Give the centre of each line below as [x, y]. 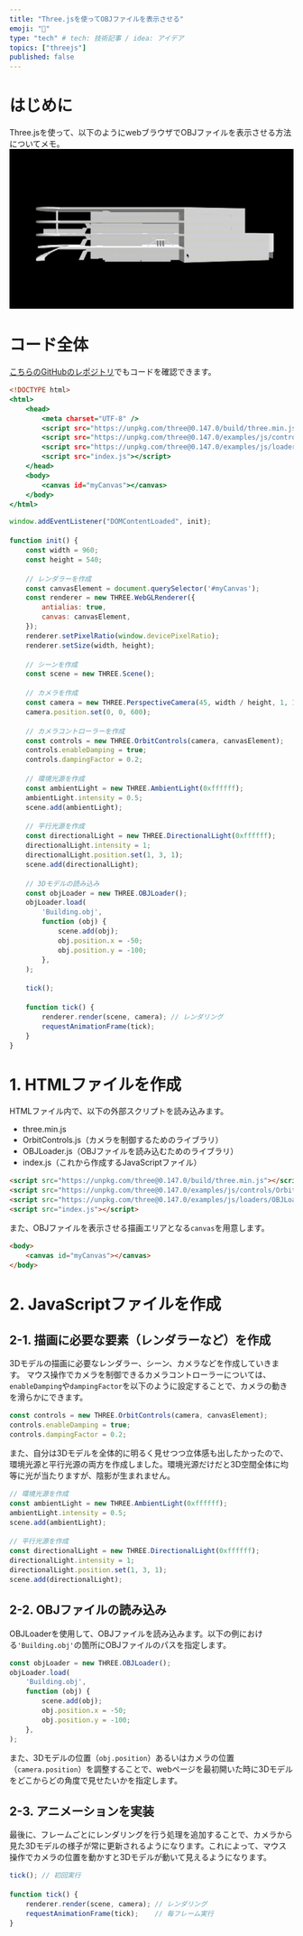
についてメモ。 [37, 144]
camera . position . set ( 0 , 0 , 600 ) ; [88, 712]
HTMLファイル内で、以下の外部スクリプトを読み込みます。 [119, 1112]
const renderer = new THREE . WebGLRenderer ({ [110, 598]
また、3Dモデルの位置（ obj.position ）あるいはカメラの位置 [122, 1757]
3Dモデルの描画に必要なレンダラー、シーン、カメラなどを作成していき [141, 1364]
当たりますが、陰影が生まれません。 [108, 1475]
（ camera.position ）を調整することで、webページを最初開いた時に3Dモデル [151, 1769]
